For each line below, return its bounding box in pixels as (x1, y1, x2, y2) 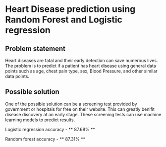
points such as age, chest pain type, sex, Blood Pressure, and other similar (5, 68, 158, 74)
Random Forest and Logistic (5, 14, 122, 25)
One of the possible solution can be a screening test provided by (5, 101, 137, 107)
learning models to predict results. (5, 117, 75, 123)
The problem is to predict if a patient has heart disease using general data (5, 63, 156, 69)
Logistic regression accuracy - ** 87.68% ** (5, 126, 96, 132)
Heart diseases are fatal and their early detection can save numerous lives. (5, 58, 158, 63)
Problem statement (5, 44, 66, 53)
